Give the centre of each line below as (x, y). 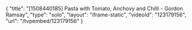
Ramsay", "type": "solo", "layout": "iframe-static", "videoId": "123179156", (96, 15)
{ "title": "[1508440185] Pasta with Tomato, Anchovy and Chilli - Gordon (94, 9)
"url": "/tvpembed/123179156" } (44, 21)
